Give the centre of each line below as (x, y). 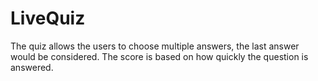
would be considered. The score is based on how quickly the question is (159, 56)
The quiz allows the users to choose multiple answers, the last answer (155, 46)
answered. (32, 67)
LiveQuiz (48, 18)
